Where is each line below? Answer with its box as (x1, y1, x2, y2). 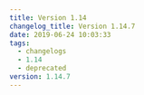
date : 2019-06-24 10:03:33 (9, 30, 111, 39)
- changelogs (17, 47, 67, 56)
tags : (9, 38, 30, 48)
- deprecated (17, 64, 67, 73)
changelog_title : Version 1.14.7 (9, 22, 136, 31)
